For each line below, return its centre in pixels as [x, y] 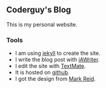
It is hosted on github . [42, 72]
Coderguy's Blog [39, 10]
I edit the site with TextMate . [50, 66]
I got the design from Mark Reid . [55, 79]
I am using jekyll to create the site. [58, 53]
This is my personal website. [42, 24]
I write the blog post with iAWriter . [57, 60]
